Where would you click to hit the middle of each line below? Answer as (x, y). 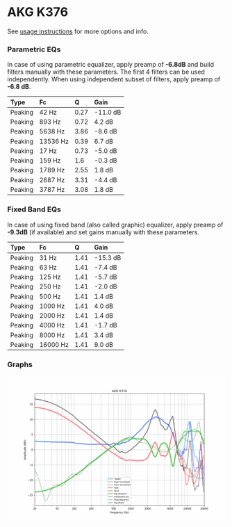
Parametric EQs (34, 49)
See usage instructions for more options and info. (78, 31)
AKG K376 (38, 12)
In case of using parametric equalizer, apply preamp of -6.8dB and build (110, 65)
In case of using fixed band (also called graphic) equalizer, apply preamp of (115, 225)
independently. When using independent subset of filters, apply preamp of (114, 79)
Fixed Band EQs (34, 209)
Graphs (20, 364)
